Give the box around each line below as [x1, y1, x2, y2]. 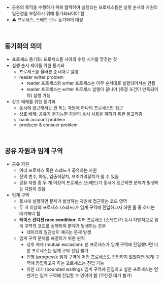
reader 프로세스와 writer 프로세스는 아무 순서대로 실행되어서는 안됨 [26, 80, 156, 86]
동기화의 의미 [4, 42, 42, 50]
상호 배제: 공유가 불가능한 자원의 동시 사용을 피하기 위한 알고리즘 [19, 111, 143, 117]
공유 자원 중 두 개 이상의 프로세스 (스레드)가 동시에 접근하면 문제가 [19, 180, 146, 186]
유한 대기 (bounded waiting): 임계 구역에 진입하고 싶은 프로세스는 [26, 266, 153, 272]
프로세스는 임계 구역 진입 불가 [32, 247, 89, 253]
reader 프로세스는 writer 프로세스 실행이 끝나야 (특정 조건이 [26, 86, 141, 92]
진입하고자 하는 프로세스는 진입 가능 [35, 260, 104, 266]
